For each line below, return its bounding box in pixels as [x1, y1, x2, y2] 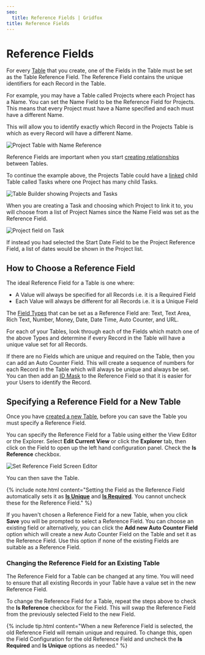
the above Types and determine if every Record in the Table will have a [6, 334, 185, 342]
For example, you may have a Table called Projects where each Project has [6, 92, 195, 99]
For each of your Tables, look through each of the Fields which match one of [6, 328, 199, 335]
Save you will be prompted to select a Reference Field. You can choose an [6, 517, 194, 525]
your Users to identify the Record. [6, 379, 92, 386]
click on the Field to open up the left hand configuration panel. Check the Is [6, 444, 197, 451]
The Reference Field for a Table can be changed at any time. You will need [6, 573, 194, 580]
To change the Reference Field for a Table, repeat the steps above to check [6, 597, 197, 605]
